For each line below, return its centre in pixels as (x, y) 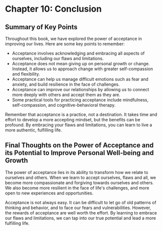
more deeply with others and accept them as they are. (66, 95)
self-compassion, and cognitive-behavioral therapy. (64, 105)
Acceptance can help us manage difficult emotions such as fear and (80, 79)
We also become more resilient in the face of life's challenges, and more (77, 188)
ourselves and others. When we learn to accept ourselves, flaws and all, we (81, 177)
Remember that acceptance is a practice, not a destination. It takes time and (81, 115)
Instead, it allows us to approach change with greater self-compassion (82, 69)
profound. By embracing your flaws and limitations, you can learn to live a (79, 125)
